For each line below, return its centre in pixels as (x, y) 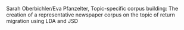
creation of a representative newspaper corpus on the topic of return (91, 15)
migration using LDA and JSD (42, 21)
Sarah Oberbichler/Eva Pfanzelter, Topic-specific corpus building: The (92, 9)
